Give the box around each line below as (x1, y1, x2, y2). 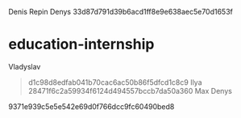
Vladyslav (8, 61, 41, 71)
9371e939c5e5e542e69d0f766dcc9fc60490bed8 (8, 101, 175, 112)
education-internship (8, 36, 155, 53)
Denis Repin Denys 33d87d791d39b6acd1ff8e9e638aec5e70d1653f (8, 7, 234, 16)
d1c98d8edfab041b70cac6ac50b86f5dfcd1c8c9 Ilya (27, 77, 203, 87)
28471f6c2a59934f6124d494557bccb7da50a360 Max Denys (27, 86, 232, 95)
